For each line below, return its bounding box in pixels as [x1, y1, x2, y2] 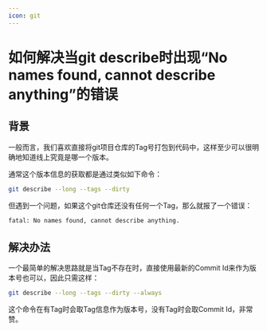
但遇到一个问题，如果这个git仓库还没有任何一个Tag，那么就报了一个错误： [8, 200, 253, 210]
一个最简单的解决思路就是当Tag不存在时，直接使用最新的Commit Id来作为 [8, 263, 249, 273]
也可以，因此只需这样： [22, 273, 100, 283]
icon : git [8, 11, 41, 20]
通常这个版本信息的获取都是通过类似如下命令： [8, 169, 162, 179]
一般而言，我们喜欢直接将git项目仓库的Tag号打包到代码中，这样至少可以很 [8, 142, 253, 152]
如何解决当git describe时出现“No [8, 49, 228, 66]
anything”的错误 [8, 85, 118, 104]
